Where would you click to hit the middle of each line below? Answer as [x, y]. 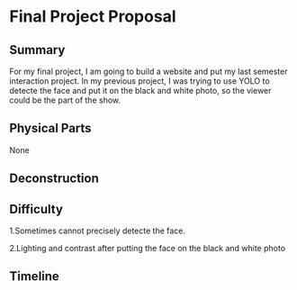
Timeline [35, 276]
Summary [37, 50]
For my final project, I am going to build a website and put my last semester [148, 71]
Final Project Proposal [93, 17]
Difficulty [36, 209]
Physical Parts [50, 128]
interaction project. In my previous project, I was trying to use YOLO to [139, 81]
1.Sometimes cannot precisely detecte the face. [98, 231]
